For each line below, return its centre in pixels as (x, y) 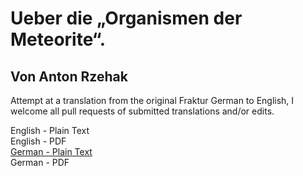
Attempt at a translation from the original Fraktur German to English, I (152, 100)
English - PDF (38, 141)
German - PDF (40, 162)
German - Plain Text (51, 151)
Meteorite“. (58, 39)
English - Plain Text (50, 130)
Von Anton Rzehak (69, 76)
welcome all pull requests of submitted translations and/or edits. (142, 111)
